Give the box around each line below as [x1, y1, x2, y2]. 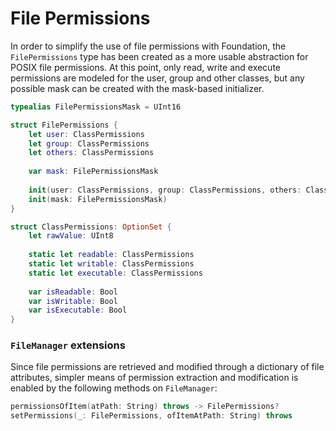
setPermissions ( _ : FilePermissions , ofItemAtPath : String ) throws [10, 411, 293, 421]
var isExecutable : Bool [28, 305, 128, 316]
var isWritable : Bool [28, 296, 118, 306]
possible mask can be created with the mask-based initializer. [10, 82, 265, 94]
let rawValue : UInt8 [28, 231, 114, 241]
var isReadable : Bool [28, 287, 118, 297]
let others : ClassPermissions [28, 148, 155, 158]
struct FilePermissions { [10, 120, 118, 130]
